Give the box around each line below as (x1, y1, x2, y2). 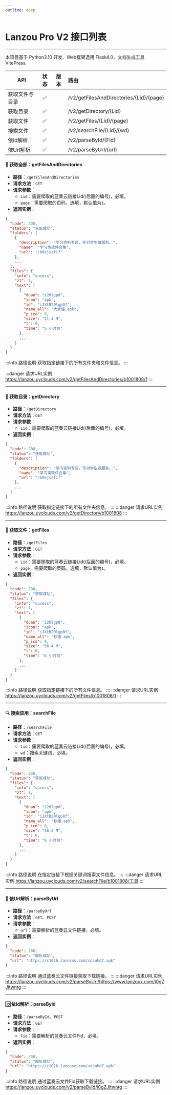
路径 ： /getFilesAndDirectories (12, 174, 79, 180)
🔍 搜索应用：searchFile (5, 710, 56, 716)
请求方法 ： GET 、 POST (12, 914, 56, 921)
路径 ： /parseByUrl (12, 908, 52, 914)
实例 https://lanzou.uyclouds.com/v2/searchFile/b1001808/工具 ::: (5, 878, 144, 884)
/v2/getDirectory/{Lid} (68, 107, 121, 114)
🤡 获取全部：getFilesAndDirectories (5, 162, 82, 168)
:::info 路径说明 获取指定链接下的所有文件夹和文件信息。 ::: (5, 360, 128, 366)
